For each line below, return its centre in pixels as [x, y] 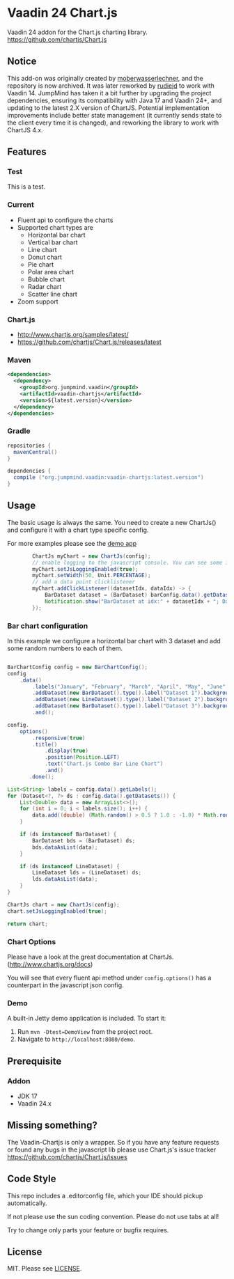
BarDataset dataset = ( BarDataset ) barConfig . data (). [124, 595]
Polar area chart [51, 272]
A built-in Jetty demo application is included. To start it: [87, 1019]
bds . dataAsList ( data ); [65, 847]
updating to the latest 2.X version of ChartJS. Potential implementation [108, 108]
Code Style [32, 1179]
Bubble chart [46, 279]
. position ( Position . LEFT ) [82, 758]
